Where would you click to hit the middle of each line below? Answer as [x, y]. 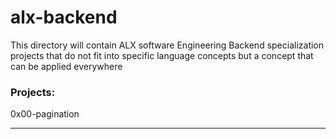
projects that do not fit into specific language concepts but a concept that [162, 55]
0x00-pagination [45, 114]
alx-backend [64, 17]
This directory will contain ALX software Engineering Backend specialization [167, 45]
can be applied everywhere [66, 66]
